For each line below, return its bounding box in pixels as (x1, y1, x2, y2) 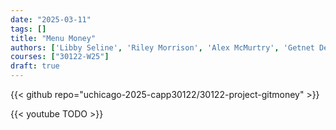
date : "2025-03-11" (10, 14, 92, 25)
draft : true (10, 61, 60, 71)
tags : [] (10, 24, 47, 34)
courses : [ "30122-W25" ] (10, 52, 110, 62)
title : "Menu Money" (10, 33, 97, 43)
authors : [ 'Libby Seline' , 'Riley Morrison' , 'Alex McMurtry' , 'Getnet (10, 42, 315, 53)
